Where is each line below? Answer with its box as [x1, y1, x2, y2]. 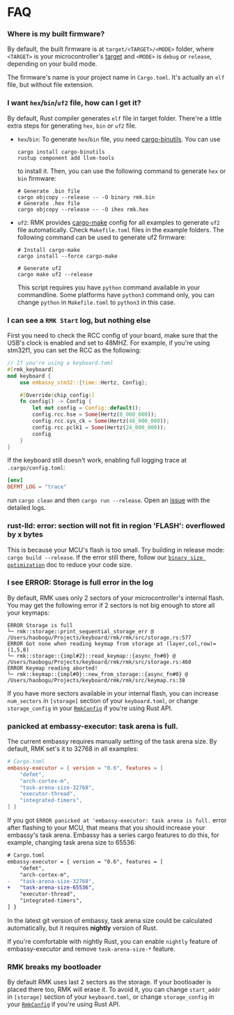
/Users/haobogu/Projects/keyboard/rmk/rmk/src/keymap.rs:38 [7, 677, 186, 684]
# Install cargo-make [17, 246, 80, 253]
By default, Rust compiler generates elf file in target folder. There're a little [7, 114, 222, 122]
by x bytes [7, 529, 43, 539]
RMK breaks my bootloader [7, 962, 102, 972]
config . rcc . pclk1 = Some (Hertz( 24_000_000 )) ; [32, 423, 167, 431]
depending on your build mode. [7, 60, 97, 68]
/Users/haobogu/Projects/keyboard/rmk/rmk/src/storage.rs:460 [7, 659, 192, 666]
